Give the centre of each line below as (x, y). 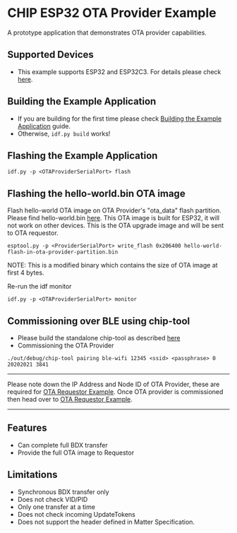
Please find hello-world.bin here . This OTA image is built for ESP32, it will (114, 218)
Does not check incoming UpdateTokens (76, 514)
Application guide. (44, 126)
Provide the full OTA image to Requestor (76, 453)
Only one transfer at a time (56, 507)
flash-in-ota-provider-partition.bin (63, 252)
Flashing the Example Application (83, 156)
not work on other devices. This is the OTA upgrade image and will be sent (116, 226)
